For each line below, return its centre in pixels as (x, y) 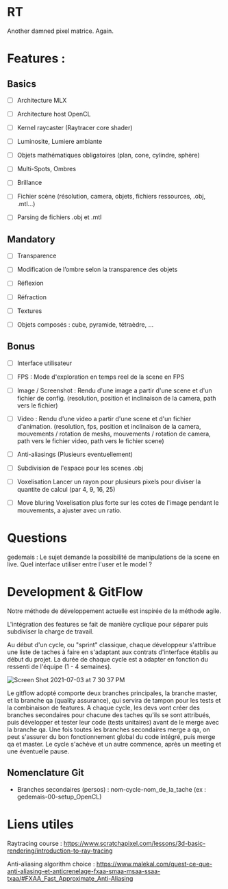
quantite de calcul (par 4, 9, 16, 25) (66, 489)
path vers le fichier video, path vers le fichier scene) (90, 441)
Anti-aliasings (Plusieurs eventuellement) (75, 454)
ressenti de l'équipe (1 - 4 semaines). (59, 666)
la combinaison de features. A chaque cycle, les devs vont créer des (103, 708)
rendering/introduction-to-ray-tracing (60, 851)
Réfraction (31, 297)
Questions (37, 538)
